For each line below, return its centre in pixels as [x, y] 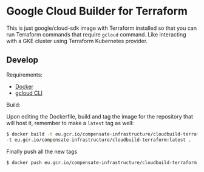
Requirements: [24, 75]
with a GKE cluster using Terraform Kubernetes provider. [77, 41]
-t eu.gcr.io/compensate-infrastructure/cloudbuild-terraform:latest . [99, 140]
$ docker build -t [29, 134]
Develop [22, 60]
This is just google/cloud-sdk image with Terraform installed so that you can [102, 28]
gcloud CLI [29, 93]
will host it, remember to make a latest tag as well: [70, 123]
